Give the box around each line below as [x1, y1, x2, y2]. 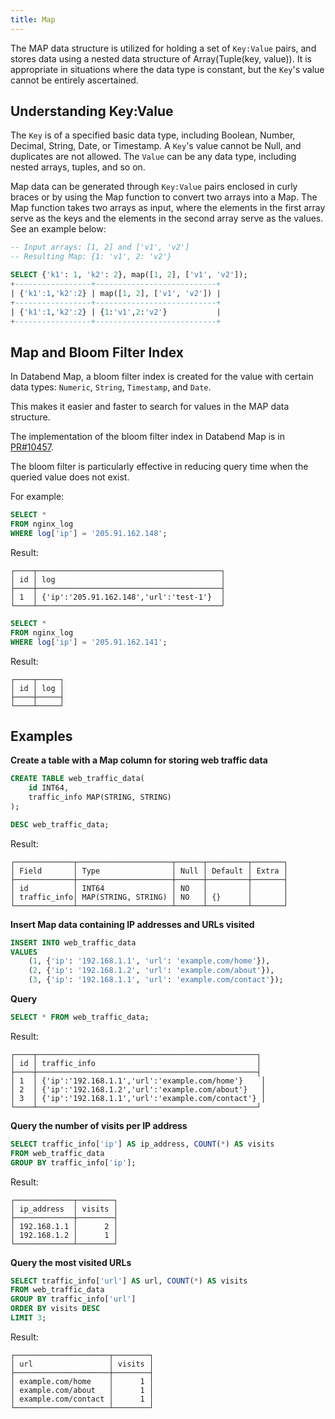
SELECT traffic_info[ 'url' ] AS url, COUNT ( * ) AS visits [10, 1276, 248, 1286]
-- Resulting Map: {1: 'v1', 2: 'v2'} [10, 252, 172, 262]
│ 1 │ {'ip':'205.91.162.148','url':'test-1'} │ [10, 592, 226, 602]
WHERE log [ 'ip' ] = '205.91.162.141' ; [10, 637, 168, 647]
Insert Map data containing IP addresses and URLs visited [10, 918, 255, 930]
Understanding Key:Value [10, 103, 174, 120]
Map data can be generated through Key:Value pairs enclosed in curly [10, 181, 298, 193]
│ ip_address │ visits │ [10, 1204, 118, 1214]
